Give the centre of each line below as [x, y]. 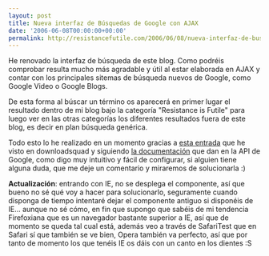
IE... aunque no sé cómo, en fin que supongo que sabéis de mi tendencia [128, 210]
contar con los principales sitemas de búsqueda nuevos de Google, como [130, 78]
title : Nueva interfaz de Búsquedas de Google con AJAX [103, 23]
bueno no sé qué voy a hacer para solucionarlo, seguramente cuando [123, 192]
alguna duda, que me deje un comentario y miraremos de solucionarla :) [127, 168]
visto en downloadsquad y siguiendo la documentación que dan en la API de [134, 151]
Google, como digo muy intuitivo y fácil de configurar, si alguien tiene [123, 160]
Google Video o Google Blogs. [58, 86]
